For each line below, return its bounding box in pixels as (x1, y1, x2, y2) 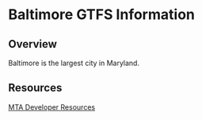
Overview (8, 37, 58, 51)
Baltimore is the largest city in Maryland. (8, 58, 140, 68)
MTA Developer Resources (8, 102, 96, 112)
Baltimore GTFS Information (8, 6, 196, 24)
